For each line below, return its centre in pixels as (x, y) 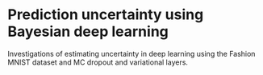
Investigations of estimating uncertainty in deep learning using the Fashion (131, 53)
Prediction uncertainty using (106, 15)
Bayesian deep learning (88, 32)
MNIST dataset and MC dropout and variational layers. (98, 62)
